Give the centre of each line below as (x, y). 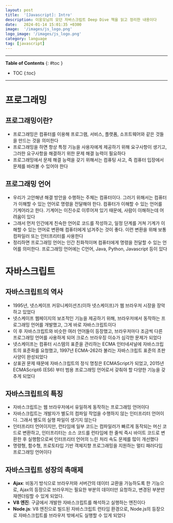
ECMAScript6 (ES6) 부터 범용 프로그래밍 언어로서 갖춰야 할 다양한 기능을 (86, 369)
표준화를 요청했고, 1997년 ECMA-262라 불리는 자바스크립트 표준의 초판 (94, 350)
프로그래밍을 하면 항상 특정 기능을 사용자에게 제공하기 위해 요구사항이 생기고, (90, 147)
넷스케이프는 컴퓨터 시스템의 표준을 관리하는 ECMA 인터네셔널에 (77, 344)
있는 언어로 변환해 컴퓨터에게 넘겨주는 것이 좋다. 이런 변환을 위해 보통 (97, 229)
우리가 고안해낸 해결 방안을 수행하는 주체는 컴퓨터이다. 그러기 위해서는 (83, 197)
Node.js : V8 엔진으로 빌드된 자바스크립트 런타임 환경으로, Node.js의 (82, 509)
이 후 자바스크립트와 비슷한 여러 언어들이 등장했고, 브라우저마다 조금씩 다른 (88, 331)
